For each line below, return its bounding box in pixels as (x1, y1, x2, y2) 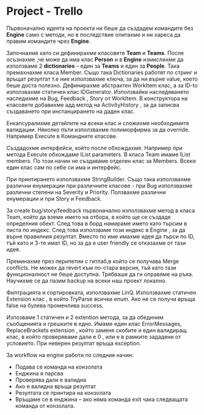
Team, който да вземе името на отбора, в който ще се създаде (6, 213, 171, 220)
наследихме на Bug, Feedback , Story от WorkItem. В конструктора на (6, 95, 188, 102)
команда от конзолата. (15, 402, 75, 410)
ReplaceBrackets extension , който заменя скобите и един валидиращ (6, 327, 188, 334)
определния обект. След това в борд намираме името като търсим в (6, 220, 188, 227)
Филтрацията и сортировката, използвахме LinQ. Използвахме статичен (6, 289, 197, 296)
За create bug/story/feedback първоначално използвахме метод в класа (6, 206, 195, 214)
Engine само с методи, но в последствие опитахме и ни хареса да (6, 31, 181, 38)
